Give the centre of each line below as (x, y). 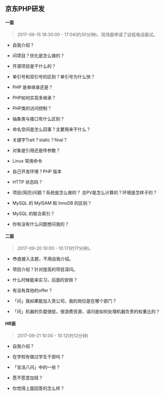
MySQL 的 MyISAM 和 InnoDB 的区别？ (52, 203)
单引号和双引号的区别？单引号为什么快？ (54, 76)
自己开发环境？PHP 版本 (37, 171)
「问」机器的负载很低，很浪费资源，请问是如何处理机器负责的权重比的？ (86, 311)
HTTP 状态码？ (27, 182)
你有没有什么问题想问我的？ (41, 224)
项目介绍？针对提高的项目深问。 (45, 269)
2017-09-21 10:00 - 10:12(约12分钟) (53, 336)
